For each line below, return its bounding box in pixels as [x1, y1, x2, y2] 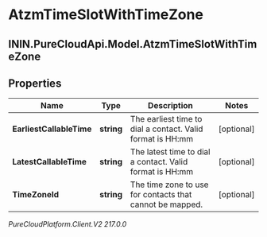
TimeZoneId [12, 189, 60, 200]
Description [148, 100, 193, 111]
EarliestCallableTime [12, 123, 92, 134]
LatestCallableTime [12, 157, 87, 168]
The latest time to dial [130, 146, 211, 157]
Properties [8, 76, 62, 90]
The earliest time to [130, 114, 203, 125]
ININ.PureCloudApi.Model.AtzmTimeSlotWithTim [8, 37, 257, 51]
